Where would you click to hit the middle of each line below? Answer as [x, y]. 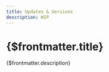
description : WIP [28, 17]
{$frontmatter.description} [38, 63]
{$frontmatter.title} [55, 47]
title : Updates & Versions [40, 12]
